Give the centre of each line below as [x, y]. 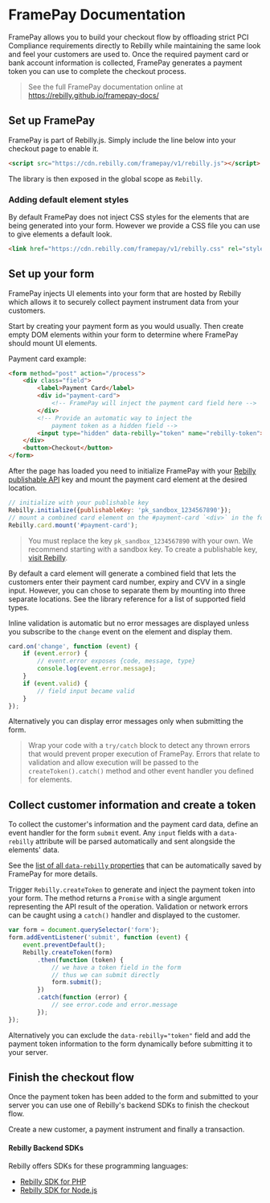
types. [19, 607]
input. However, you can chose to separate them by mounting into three [127, 590]
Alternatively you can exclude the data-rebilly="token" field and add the [129, 1035]
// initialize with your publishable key [79, 503]
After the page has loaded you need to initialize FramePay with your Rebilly [132, 471]
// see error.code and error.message [115, 1005]
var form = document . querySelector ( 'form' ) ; [84, 930]
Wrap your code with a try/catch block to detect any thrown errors [139, 745]
